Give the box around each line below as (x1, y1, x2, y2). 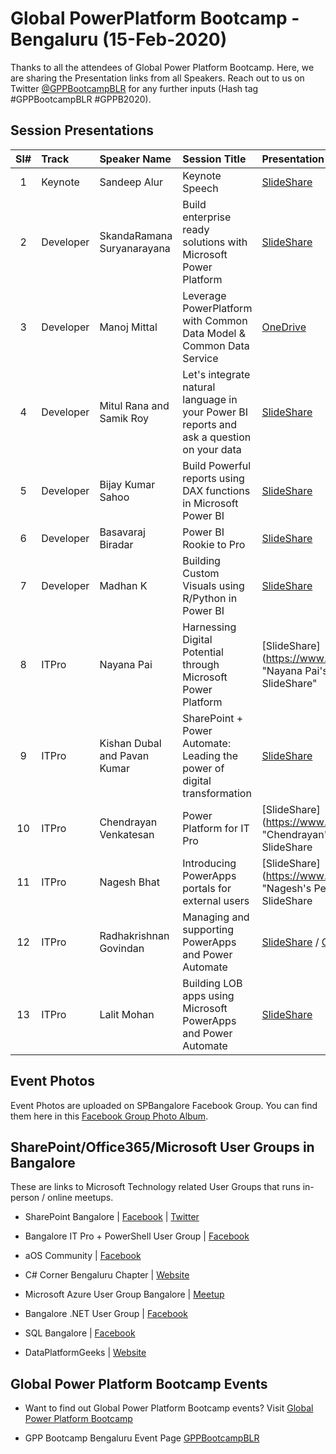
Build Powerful (182, 458, 252, 472)
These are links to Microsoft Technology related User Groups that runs (10, 1181, 301, 1193)
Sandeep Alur (99, 175, 164, 189)
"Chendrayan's (261, 827, 333, 841)
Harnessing (182, 620, 237, 634)
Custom (182, 566, 220, 580)
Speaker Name (99, 152, 172, 166)
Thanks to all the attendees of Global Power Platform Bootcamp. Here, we (10, 61, 315, 73)
